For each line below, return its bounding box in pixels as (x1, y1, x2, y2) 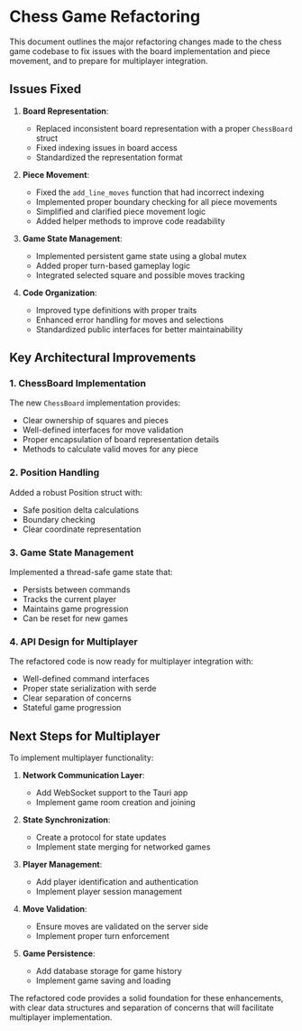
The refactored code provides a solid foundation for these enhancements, (9, 993, 284, 1004)
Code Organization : (22, 287, 97, 298)
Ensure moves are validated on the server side (35, 921, 209, 932)
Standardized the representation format (35, 152, 183, 163)
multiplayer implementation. (9, 1012, 113, 1023)
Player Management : (22, 859, 103, 870)
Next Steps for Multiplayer (9, 729, 160, 744)
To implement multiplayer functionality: (9, 752, 154, 764)
